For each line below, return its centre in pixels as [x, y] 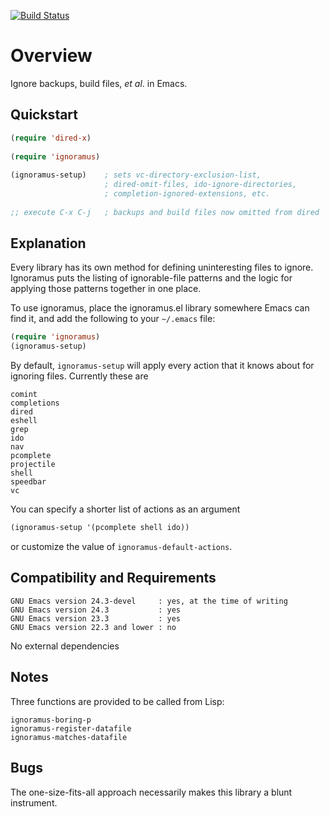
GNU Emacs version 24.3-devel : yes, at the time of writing [149, 601]
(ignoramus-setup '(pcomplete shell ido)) [100, 528]
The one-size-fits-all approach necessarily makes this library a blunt [151, 792]
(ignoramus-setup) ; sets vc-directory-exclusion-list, [136, 175]
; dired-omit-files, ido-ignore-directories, [201, 185]
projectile [33, 465]
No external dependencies [65, 646]
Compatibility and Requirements [113, 578]
